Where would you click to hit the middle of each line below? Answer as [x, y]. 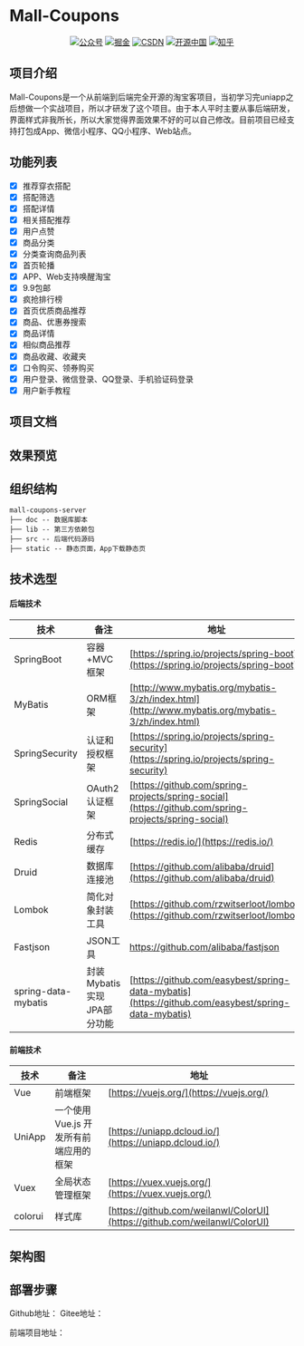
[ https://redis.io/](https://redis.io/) [202, 841]
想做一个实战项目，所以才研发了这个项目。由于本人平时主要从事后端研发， [156, 108]
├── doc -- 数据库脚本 [49, 520]
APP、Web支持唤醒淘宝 [66, 276]
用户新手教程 [46, 390]
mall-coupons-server [48, 510]
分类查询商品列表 [54, 254]
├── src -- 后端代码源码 [52, 539]
